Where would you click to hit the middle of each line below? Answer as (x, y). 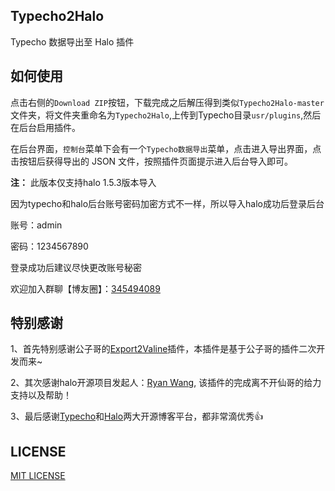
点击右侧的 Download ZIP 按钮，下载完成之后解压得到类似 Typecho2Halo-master (167, 102)
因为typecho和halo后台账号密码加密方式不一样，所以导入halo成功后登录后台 (167, 203)
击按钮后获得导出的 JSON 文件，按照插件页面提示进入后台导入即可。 (152, 161)
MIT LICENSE (38, 476)
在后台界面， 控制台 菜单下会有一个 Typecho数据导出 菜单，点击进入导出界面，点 (166, 148)
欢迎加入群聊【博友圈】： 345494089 (85, 288)
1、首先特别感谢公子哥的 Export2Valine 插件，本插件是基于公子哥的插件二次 (163, 349)
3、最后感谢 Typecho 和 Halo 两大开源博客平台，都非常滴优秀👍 (137, 416)
